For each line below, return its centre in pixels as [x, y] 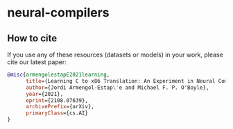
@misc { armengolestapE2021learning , [59, 75]
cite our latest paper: [37, 62]
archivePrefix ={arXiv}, [60, 107]
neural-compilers [58, 13]
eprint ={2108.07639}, [57, 100]
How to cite [32, 38]
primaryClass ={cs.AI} [57, 113]
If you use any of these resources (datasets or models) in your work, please [115, 54]
